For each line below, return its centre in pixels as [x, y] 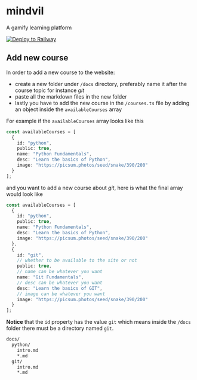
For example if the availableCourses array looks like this [75, 121]
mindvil [25, 11]
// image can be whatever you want [61, 294]
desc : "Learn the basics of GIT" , [60, 288]
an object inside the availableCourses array [68, 109]
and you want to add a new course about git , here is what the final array [95, 188]
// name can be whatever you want [60, 272]
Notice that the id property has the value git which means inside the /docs [98, 322]
